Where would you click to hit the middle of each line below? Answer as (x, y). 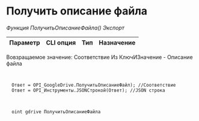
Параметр (25, 42)
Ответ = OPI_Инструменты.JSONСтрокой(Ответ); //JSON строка (88, 90)
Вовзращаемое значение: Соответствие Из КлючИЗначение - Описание (100, 57)
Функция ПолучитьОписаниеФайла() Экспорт (66, 28)
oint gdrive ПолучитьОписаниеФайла (56, 112)
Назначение (117, 42)
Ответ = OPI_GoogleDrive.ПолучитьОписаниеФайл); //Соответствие (94, 85)
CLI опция (61, 42)
